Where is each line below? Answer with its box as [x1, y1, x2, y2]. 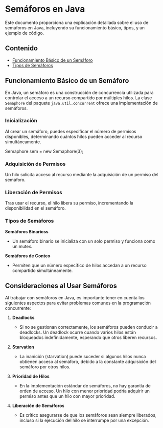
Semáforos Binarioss [5, 228, 49, 234]
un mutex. [12, 243, 33, 249]
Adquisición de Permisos [5, 160, 66, 167]
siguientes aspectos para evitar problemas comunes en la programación [5, 300, 151, 306]
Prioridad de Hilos [12, 373, 50, 379]
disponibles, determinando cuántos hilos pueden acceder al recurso [5, 134, 143, 139]
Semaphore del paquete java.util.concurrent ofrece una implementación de [5, 100, 158, 106]
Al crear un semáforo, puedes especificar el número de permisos [5, 128, 137, 134]
